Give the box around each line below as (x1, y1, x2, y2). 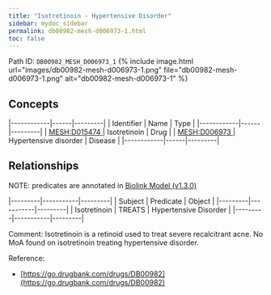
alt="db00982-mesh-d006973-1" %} (64, 74, 188, 83)
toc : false (8, 34, 45, 43)
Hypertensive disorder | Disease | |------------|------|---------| (8, 136, 220, 145)
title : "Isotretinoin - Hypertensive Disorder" (8, 11, 172, 20)
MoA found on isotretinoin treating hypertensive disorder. (8, 238, 200, 247)
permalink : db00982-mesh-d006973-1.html (8, 27, 147, 35)
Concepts (8, 97, 59, 111)
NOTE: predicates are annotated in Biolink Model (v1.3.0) (8, 180, 197, 190)
